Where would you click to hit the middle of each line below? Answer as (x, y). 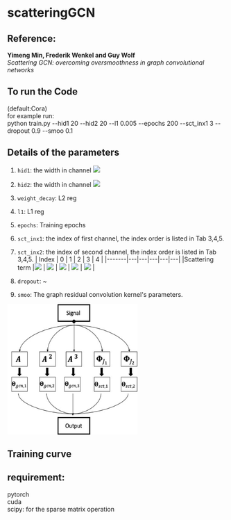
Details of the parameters (63, 153)
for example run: (31, 115)
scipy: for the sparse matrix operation (61, 509)
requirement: (36, 478)
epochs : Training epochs (51, 225)
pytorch (18, 494)
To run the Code (43, 92)
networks (21, 70)
